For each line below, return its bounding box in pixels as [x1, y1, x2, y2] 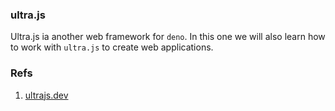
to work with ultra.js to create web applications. [10, 41, 214, 53]
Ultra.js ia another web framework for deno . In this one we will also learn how [10, 31, 326, 43]
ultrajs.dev [24, 89, 69, 101]
